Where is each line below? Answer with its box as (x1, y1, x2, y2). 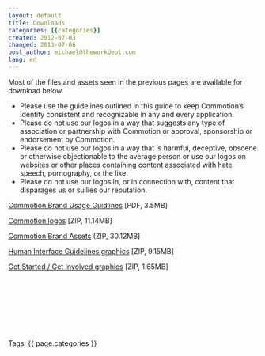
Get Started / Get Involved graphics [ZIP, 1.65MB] (8, 262, 168, 271)
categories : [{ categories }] (8, 26, 101, 34)
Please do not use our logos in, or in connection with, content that (19, 176, 235, 186)
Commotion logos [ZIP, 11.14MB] (8, 215, 113, 225)
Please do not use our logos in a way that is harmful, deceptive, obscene (19, 143, 257, 153)
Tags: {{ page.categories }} (8, 338, 97, 348)
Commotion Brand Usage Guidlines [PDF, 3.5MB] (8, 200, 168, 210)
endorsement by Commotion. (19, 134, 115, 144)
